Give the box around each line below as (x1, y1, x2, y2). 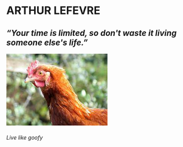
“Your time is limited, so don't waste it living (6, 28, 177, 38)
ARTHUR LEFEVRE (6, 4, 100, 18)
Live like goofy (6, 134, 43, 141)
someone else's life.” (6, 37, 88, 47)
